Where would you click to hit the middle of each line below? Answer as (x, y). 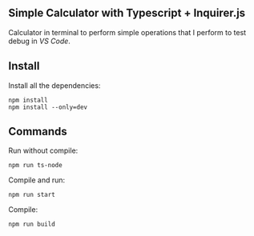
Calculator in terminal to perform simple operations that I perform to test (127, 32)
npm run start (32, 195)
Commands (38, 132)
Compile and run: (37, 180)
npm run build (32, 224)
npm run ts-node (35, 166)
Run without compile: (43, 150)
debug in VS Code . (39, 41)
